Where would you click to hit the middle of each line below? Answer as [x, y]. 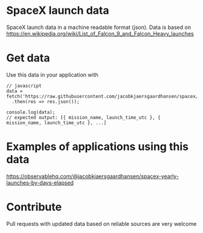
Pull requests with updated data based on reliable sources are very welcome [101, 223]
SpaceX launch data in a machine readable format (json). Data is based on [99, 27]
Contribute [34, 207]
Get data [28, 58]
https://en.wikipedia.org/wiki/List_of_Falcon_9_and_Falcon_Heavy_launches [100, 33]
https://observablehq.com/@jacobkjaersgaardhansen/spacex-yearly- [93, 176]
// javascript [24, 86]
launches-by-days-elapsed [40, 182]
